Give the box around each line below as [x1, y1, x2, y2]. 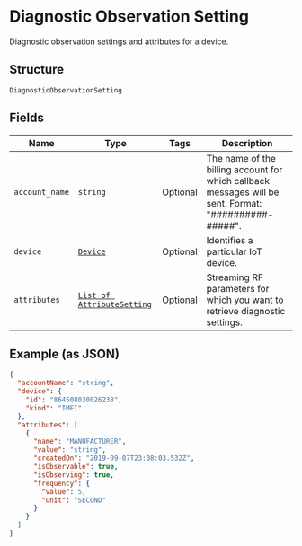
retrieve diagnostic [206, 304, 286, 317]
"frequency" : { [32, 479, 91, 488]
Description [221, 136, 273, 149]
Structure [9, 62, 65, 77]
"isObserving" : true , [32, 470, 115, 480]
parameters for [206, 282, 270, 295]
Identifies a [206, 233, 253, 246]
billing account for [206, 163, 283, 176]
